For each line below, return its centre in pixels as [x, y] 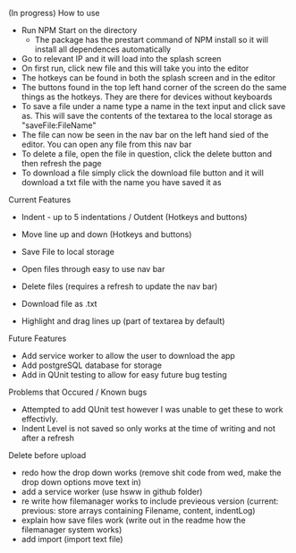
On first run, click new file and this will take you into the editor [135, 68]
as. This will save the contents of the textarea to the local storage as [147, 116]
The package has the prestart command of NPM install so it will [152, 40]
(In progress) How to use [54, 13]
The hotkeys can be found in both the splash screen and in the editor [148, 78]
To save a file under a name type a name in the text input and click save [153, 106]
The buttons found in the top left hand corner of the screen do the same [154, 87]
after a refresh [48, 438]
